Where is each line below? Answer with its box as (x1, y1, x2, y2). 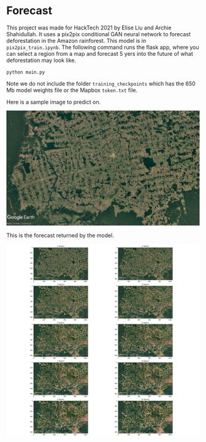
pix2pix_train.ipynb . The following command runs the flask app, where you (6, 44, 199, 51)
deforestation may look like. (6, 56, 77, 64)
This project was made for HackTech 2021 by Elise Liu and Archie (6, 24, 172, 31)
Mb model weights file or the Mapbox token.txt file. (6, 86, 138, 94)
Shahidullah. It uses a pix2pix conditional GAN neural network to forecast (6, 30, 191, 37)
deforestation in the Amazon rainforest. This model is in (6, 37, 147, 44)
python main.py (6, 69, 45, 75)
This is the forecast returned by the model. (6, 232, 115, 239)
